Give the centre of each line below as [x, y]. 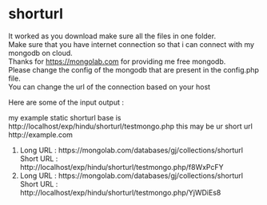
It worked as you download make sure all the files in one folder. [112, 36]
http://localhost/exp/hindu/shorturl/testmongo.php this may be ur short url [131, 126]
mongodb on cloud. [41, 53]
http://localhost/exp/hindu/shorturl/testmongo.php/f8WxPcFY [122, 167]
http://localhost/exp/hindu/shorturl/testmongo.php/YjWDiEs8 [120, 192]
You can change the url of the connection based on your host [109, 87]
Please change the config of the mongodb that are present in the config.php [134, 69]
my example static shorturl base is [65, 117]
